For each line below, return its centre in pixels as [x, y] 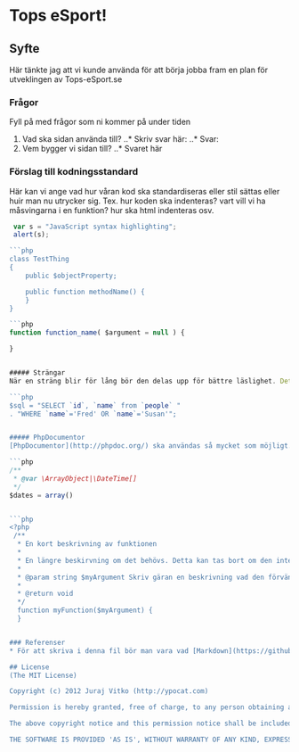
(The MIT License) [43, 675]
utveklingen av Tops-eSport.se [66, 79]
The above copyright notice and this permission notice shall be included [151, 723]
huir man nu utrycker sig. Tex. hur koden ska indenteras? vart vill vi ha [137, 201]
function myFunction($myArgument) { [85, 611]
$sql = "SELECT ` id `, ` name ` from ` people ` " [95, 405]
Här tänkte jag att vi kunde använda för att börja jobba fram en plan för [139, 70]
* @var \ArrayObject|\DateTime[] [75, 478]
